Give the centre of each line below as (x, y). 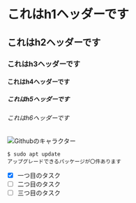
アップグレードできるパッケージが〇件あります (65, 161)
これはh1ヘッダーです (68, 14)
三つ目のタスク (39, 193)
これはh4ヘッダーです (39, 82)
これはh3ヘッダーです (44, 63)
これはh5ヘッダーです (38, 99)
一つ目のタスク (39, 175)
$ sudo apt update (34, 154)
